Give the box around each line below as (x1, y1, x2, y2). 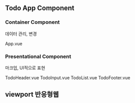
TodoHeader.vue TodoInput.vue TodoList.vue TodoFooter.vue (5, 74, 131, 81)
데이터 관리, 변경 (5, 31, 37, 37)
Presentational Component (5, 53, 72, 60)
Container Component (5, 19, 60, 26)
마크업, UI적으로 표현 (5, 64, 45, 71)
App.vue (5, 41, 23, 47)
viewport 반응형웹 (5, 90, 59, 99)
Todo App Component (5, 4, 75, 12)
